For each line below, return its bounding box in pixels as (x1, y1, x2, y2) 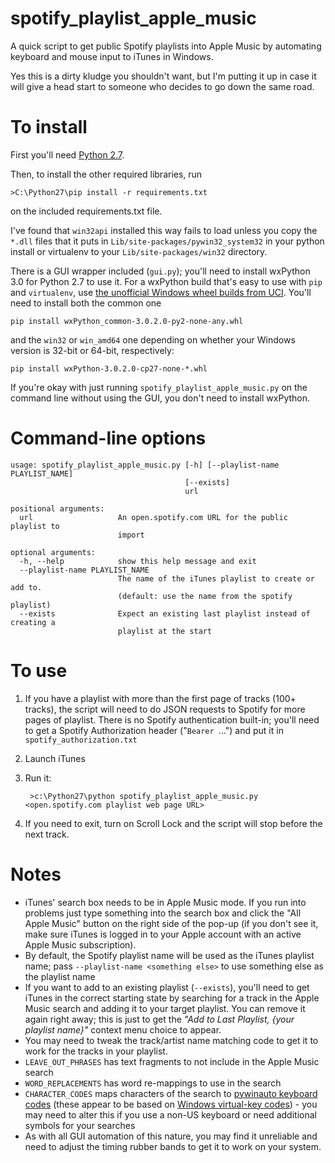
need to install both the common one (10, 297, 162, 309)
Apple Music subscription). (24, 938, 137, 951)
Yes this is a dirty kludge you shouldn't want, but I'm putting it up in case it (10, 70, 317, 82)
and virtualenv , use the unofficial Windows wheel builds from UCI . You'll (10, 286, 312, 298)
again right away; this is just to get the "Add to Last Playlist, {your (24, 1013, 295, 1025)
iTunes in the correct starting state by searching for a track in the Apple (24, 992, 320, 1004)
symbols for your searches (24, 1119, 136, 1131)
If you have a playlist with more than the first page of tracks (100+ (24, 692, 297, 704)
